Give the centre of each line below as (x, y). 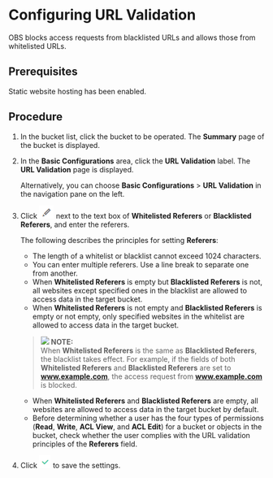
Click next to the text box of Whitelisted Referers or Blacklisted (136, 215)
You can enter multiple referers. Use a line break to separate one (141, 264)
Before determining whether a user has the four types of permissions (148, 418)
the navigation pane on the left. (72, 193)
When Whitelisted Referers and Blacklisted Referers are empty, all (145, 401)
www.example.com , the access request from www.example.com (151, 376)
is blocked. (58, 385)
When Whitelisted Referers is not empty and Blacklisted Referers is (147, 307)
